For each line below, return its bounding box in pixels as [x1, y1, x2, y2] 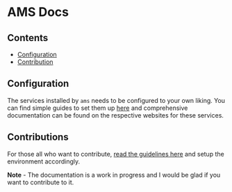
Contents [7, 32, 49, 44]
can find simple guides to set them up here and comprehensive [7, 104, 188, 112]
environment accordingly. [7, 157, 81, 166]
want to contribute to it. [7, 178, 74, 186]
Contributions [7, 131, 69, 143]
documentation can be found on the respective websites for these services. [7, 111, 224, 119]
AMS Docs [7, 4, 69, 20]
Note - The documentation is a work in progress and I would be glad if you [7, 170, 221, 179]
